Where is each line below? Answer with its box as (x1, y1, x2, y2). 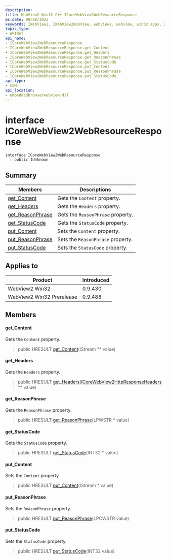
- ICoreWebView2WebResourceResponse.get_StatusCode (5, 59, 116, 65)
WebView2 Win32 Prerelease (8, 293, 77, 300)
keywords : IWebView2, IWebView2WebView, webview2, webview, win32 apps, (5, 21, 162, 27)
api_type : (5, 78, 26, 83)
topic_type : (5, 26, 30, 32)
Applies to (5, 261, 38, 270)
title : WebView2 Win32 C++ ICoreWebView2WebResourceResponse (5, 12, 137, 17)
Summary (5, 171, 37, 179)
